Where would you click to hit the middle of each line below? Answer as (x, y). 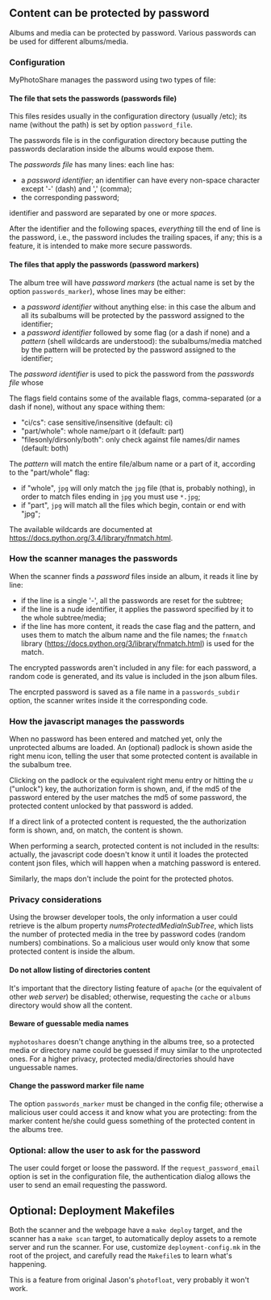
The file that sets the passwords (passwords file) (93, 98)
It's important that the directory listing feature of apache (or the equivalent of (135, 988)
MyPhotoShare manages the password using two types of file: (113, 80)
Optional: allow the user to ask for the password (105, 1150)
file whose (26, 382)
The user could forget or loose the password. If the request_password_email (135, 1168)
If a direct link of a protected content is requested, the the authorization (128, 822)
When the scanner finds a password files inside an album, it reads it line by (134, 576)
